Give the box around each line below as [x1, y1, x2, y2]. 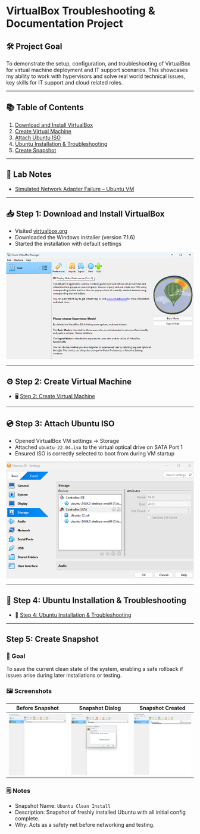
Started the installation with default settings [14, 240, 122, 248]
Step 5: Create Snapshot [6, 634, 99, 644]
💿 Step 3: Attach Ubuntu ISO [6, 418, 115, 429]
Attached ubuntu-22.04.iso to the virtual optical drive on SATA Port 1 [14, 443, 183, 451]
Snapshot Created [139, 704, 186, 712]
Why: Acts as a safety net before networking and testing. [14, 821, 155, 829]
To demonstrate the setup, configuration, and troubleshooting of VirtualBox [6, 60, 190, 67]
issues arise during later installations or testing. [6, 671, 122, 679]
